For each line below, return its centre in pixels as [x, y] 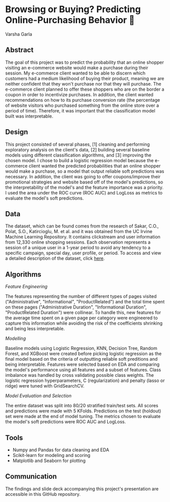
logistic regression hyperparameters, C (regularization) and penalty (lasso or [85, 380]
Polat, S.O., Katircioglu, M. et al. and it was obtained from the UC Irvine [79, 231]
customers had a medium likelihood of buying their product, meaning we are [85, 78]
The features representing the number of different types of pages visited [81, 296]
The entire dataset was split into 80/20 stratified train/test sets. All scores [82, 406]
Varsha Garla [19, 34]
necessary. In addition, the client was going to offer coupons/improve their [83, 176]
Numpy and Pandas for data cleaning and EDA [61, 450]
